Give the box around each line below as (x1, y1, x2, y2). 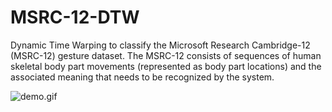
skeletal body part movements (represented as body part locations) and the (10, 60, 322, 72)
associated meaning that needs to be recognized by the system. (10, 71, 275, 83)
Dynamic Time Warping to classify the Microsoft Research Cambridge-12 (10, 39, 311, 51)
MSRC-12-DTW (10, 6, 140, 29)
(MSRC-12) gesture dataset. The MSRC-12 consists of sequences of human (10, 49, 322, 61)
